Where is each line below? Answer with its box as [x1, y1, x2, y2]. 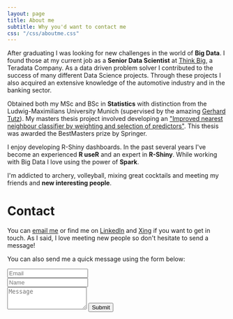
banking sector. [7, 86, 52, 94]
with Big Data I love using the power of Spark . [7, 158, 140, 166]
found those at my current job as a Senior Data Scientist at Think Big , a [7, 57, 213, 65]
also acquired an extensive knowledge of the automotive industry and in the [7, 78, 225, 87]
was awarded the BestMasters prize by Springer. [7, 129, 148, 138]
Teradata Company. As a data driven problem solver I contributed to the [7, 64, 213, 72]
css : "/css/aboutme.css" [7, 29, 80, 37]
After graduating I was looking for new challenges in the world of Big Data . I [7, 49, 225, 57]
